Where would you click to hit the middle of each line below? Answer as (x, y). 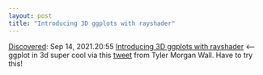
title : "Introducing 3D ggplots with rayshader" (92, 23)
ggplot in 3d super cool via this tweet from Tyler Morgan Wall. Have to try (131, 55)
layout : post (30, 16)
